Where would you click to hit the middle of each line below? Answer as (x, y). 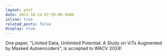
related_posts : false (28, 24)
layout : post (19, 10)
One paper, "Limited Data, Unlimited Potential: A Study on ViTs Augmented (84, 43)
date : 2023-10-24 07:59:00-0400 (40, 15)
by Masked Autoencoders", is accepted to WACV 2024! (64, 48)
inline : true (19, 19)
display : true (20, 29)
